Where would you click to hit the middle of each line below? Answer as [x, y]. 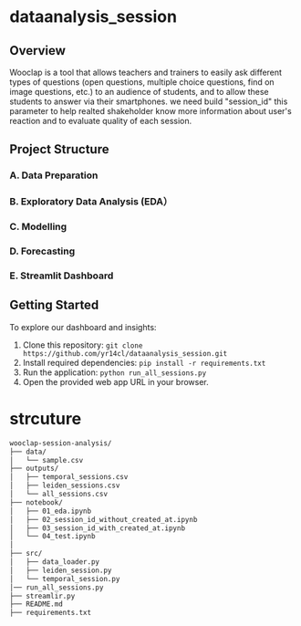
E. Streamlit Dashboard [62, 276]
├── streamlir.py [42, 596]
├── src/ [26, 554]
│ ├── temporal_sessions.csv [69, 477]
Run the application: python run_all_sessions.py [114, 372]
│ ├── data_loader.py [55, 562]
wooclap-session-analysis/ [61, 443]
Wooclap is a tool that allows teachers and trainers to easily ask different [146, 72]
